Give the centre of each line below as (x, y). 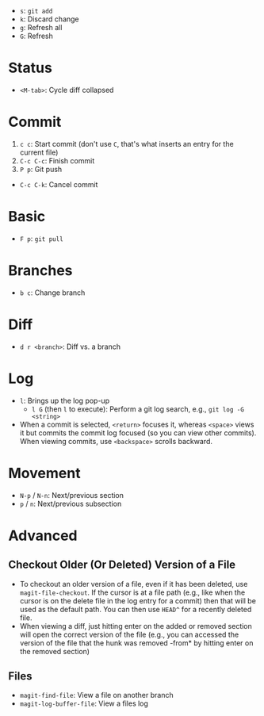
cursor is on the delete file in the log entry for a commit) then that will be (138, 600)
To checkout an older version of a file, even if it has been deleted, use (134, 584)
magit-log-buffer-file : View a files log (84, 703)
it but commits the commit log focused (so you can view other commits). (138, 433)
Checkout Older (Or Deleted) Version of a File (122, 565)
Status (31, 68)
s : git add (36, 11)
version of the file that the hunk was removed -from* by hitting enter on (136, 643)
